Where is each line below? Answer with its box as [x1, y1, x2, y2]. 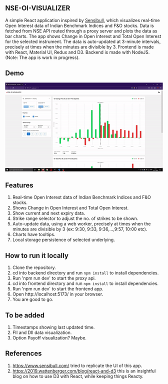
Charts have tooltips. [12, 231, 55, 237]
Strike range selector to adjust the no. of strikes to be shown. [12, 215, 138, 221]
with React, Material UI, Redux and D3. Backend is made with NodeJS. [5, 49, 150, 55]
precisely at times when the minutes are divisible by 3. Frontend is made [5, 43, 154, 49]
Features [5, 181, 33, 189]
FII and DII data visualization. [12, 329, 72, 335]
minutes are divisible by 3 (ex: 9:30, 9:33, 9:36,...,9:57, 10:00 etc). [12, 226, 147, 232]
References [5, 349, 42, 358]
